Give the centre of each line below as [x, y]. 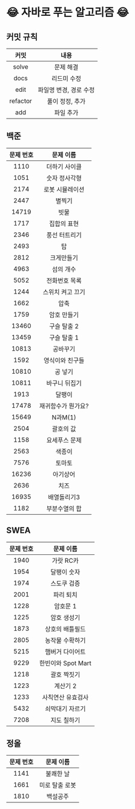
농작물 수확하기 [65, 640]
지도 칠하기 [65, 720]
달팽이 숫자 [65, 572]
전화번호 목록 [64, 280]
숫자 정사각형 [64, 178]
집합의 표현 [64, 224]
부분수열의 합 [64, 508]
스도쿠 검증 [65, 583]
